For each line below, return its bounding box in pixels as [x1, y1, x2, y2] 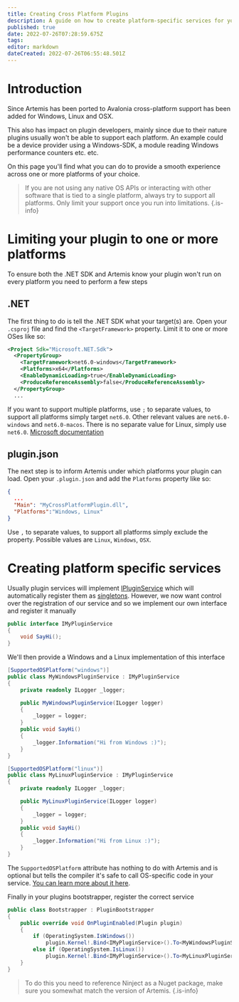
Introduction [7, 81, 83, 97]
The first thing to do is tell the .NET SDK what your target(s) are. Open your [7, 317, 228, 325]
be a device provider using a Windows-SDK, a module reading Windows [7, 140, 219, 149]
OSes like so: [7, 332, 46, 340]
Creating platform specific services [7, 560, 222, 576]
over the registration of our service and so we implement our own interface [7, 598, 228, 607]
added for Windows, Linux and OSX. [7, 112, 114, 120]
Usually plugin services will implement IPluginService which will [7, 584, 194, 592]
